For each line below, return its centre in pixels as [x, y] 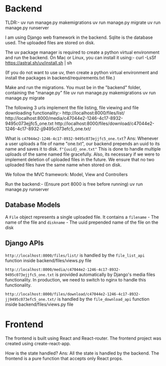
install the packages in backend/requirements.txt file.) [60, 78]
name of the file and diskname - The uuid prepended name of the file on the [82, 222]
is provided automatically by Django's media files [105, 274]
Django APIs [25, 243]
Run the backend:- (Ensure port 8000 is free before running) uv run [74, 184]
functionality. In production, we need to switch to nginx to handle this [76, 279]
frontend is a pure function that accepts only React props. [64, 358]
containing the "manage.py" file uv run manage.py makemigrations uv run [81, 92]
